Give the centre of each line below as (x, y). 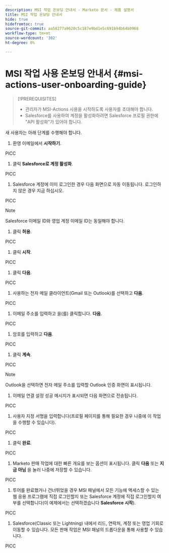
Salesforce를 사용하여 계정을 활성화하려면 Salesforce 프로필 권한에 (92, 115)
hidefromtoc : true (24, 24)
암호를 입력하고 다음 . (33, 334)
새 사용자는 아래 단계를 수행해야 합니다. (44, 132)
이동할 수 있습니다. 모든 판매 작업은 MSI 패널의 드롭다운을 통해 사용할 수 (83, 529)
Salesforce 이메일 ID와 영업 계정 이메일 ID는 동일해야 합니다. (65, 220)
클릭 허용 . (22, 231)
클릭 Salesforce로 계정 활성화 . (43, 163)
